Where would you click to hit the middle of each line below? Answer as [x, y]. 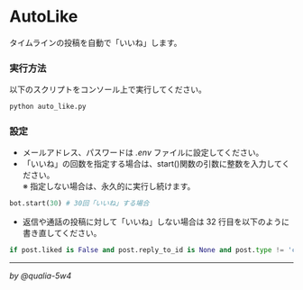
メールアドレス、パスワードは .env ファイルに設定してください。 [143, 153]
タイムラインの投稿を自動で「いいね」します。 [96, 42]
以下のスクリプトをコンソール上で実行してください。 [108, 90]
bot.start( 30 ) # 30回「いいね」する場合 [79, 204]
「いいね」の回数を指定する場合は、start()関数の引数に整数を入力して [152, 164]
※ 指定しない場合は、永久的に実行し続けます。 [109, 186]
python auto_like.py [48, 107]
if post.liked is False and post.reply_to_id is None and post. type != [147, 250]
